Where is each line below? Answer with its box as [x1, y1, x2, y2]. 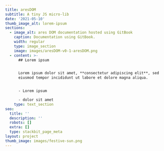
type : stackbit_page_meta [9, 129, 63, 134]
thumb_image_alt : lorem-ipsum [5, 21, 67, 26]
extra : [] [9, 125, 29, 130]
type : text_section [14, 102, 54, 107]
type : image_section [14, 44, 56, 49]
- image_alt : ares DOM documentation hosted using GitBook [9, 30, 133, 35]
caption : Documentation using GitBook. [14, 35, 96, 40]
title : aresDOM [5, 7, 36, 12]
